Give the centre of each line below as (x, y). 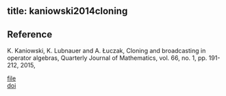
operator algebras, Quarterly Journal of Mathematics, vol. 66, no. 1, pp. (107, 58)
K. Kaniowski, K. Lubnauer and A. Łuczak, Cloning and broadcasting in (106, 51)
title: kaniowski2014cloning (67, 11)
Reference (30, 34)
